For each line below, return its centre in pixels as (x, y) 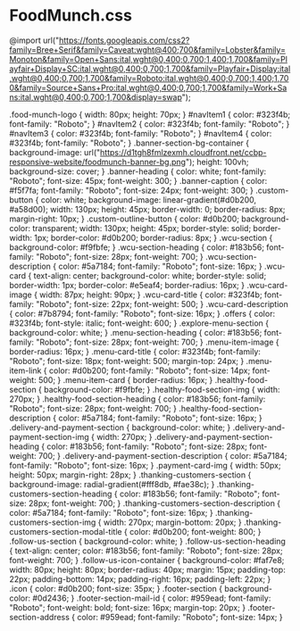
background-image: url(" (55, 152)
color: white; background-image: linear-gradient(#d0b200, (149, 199)
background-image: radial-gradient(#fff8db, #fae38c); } (112, 484)
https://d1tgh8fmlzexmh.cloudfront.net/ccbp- (183, 152)
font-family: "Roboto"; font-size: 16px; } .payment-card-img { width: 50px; (145, 465)
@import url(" (34, 40)
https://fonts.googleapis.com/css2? (124, 40)
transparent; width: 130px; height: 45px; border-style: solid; (142, 228)
